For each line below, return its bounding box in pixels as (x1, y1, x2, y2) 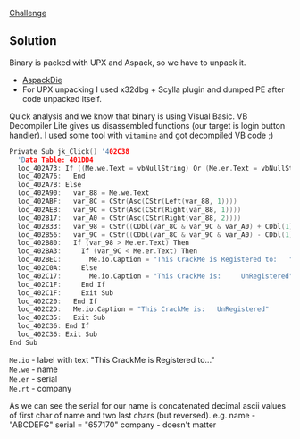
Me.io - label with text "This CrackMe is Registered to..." (9, 354, 215, 365)
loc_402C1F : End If (17, 280, 105, 289)
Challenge (9, 8, 47, 18)
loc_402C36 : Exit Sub (17, 330, 98, 339)
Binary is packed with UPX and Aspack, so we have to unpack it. (9, 57, 246, 68)
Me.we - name (9, 364, 58, 375)
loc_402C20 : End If (17, 297, 98, 306)
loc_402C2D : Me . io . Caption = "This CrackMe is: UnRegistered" (17, 305, 270, 314)
